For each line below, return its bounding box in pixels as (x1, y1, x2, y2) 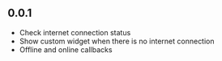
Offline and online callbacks (19, 44, 113, 55)
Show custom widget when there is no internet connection (19, 36, 216, 46)
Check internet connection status (19, 27, 131, 37)
